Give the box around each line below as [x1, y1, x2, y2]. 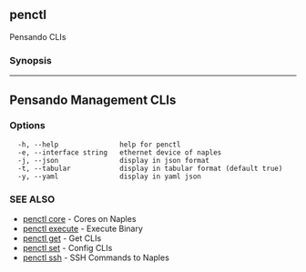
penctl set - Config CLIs [22, 243, 113, 254]
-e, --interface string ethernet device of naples [17, 147, 222, 157]
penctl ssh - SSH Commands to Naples [22, 252, 170, 263]
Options [9, 119, 46, 132]
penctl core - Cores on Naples [22, 214, 137, 225]
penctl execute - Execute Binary [22, 223, 144, 235]
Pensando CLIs [9, 31, 66, 42]
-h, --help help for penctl [17, 140, 181, 149]
